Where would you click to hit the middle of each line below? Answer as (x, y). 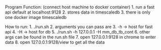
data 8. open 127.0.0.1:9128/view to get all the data (55, 42)
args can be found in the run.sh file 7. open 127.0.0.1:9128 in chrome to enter (80, 37)
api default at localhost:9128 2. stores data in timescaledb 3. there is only (78, 12)
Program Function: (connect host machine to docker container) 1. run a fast (80, 7)
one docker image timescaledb (36, 17)
